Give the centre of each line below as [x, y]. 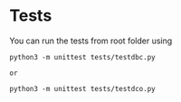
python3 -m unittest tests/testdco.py [82, 88]
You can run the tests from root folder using [91, 41]
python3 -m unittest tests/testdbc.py [82, 57]
